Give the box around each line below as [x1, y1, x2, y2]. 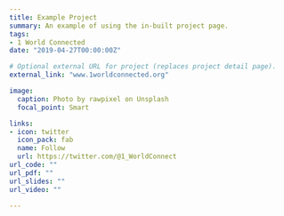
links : [9, 119, 34, 128]
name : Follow [17, 144, 66, 153]
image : [9, 86, 34, 95]
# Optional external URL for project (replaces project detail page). [9, 62, 277, 71]
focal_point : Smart [17, 103, 90, 112]
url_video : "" [9, 185, 62, 194]
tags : [9, 29, 29, 38]
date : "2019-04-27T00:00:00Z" [9, 46, 122, 55]
